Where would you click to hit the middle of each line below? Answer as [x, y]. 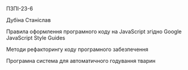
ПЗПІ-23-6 [20, 9]
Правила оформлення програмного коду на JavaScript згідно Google [94, 31]
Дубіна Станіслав [29, 20]
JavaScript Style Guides [36, 38]
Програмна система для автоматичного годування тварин [81, 61]
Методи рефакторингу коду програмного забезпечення [77, 49]
